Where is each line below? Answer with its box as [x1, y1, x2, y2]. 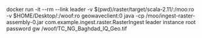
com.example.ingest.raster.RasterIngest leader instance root [44, 19, 196, 25]
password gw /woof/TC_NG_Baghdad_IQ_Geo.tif [6, 25, 127, 32]
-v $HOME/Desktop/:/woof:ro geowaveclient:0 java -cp [6, 12, 144, 19]
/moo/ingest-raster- [145, 12, 195, 19]
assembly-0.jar [6, 19, 44, 25]
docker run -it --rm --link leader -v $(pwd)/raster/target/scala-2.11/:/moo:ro [6, 6, 194, 13]
